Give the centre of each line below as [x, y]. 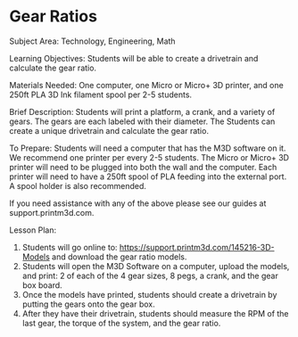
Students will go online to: [70, 247]
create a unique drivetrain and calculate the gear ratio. [109, 130]
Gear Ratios [54, 16]
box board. [42, 285]
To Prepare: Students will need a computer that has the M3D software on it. [148, 148]
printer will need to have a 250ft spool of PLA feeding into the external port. [148, 177]
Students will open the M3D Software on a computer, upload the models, [156, 266]
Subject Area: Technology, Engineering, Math [92, 41]
